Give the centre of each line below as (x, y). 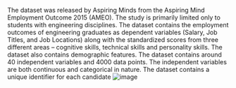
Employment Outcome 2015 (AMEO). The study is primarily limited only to (114, 17)
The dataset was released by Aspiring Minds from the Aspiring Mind (106, 10)
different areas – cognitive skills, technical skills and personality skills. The (115, 47)
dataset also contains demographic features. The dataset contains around (114, 54)
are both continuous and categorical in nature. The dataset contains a (108, 69)
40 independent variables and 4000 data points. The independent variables (117, 62)
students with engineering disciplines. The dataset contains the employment (118, 25)
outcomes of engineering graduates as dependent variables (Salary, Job (112, 32)
